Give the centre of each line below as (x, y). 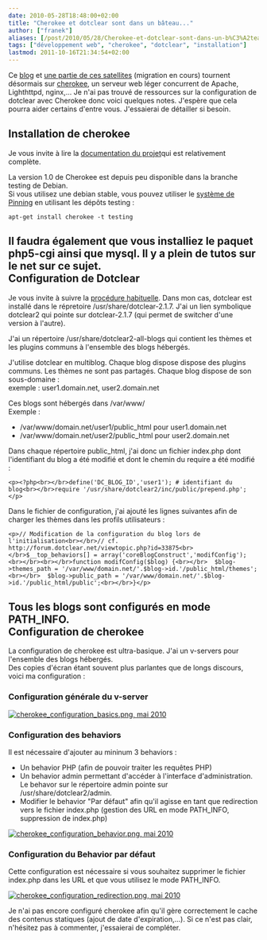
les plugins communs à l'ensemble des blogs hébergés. (99, 347)
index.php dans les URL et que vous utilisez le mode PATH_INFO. (114, 880)
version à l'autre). (37, 323)
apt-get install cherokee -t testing (71, 217)
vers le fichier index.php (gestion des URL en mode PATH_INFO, (124, 810)
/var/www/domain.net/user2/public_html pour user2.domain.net (124, 435)
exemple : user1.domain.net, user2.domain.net (84, 387)
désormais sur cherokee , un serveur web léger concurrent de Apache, (124, 84)
